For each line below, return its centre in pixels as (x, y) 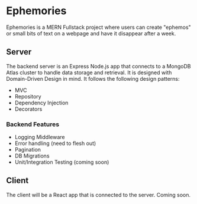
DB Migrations (32, 156)
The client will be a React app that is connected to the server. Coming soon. (98, 195)
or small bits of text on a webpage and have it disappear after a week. (91, 33)
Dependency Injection (41, 103)
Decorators (28, 109)
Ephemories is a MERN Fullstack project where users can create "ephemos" (98, 27)
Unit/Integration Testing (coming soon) (62, 162)
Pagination (28, 150)
